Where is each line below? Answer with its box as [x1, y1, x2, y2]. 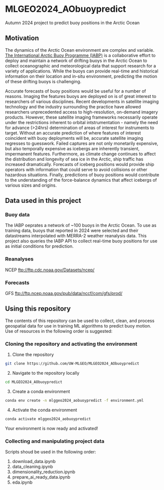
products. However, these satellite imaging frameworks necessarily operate [5, 114, 158, 120]
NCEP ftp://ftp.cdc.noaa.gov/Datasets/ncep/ [5, 267, 95, 273]
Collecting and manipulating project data [5, 437, 105, 444]
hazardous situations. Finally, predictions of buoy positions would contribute [5, 171, 160, 178]
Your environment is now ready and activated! [5, 425, 98, 431]
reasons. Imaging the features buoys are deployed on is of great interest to [5, 93, 157, 99]
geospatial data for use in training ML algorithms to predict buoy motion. [5, 323, 151, 328]
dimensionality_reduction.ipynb [12, 469, 76, 475]
